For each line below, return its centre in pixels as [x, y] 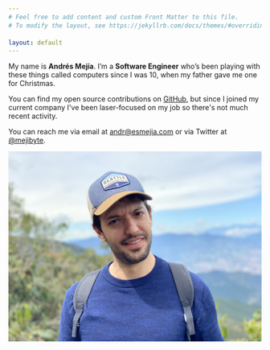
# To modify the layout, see [57, 25]
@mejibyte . [27, 140]
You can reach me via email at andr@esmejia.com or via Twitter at [118, 132]
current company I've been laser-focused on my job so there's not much [129, 108]
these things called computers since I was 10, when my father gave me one [133, 75]
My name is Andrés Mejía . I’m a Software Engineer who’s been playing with [135, 66]
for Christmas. [32, 84]
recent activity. [33, 116]
